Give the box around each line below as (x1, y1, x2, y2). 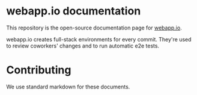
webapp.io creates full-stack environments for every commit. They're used (6, 35, 192, 43)
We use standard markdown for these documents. (6, 83, 130, 90)
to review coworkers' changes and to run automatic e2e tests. (6, 42, 160, 49)
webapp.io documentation (6, 4, 141, 18)
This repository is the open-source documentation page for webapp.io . (6, 24, 182, 31)
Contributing (6, 63, 71, 77)
